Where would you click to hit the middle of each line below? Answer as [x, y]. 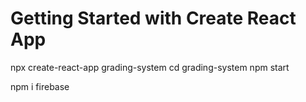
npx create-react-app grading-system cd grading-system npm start [150, 67]
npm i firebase [40, 86]
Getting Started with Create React [153, 18]
